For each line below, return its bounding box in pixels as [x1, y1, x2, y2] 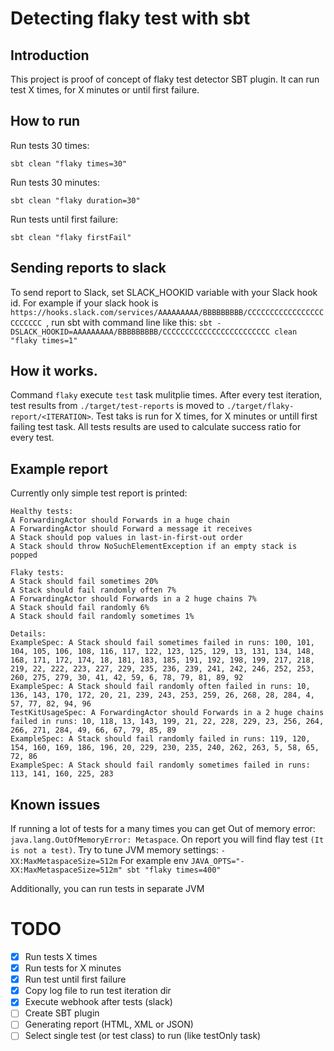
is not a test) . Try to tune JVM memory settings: [10, 844, 219, 856]
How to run [10, 113, 81, 130]
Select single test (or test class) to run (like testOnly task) [24, 1030, 262, 1042]
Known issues [10, 796, 101, 813]
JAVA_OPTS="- [190, 857, 245, 867]
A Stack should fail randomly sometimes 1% [10, 612, 195, 622]
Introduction [10, 47, 90, 64]
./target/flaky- [226, 402, 295, 412]
